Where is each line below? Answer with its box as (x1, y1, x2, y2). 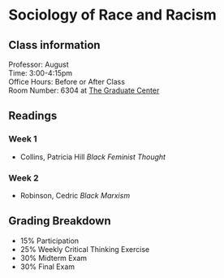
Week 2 (8, 172, 39, 184)
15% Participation (19, 236, 80, 245)
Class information (8, 38, 101, 52)
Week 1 (8, 133, 38, 145)
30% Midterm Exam (19, 253, 88, 263)
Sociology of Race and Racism (8, 6, 217, 24)
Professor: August (8, 59, 69, 69)
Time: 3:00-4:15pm (8, 68, 73, 78)
